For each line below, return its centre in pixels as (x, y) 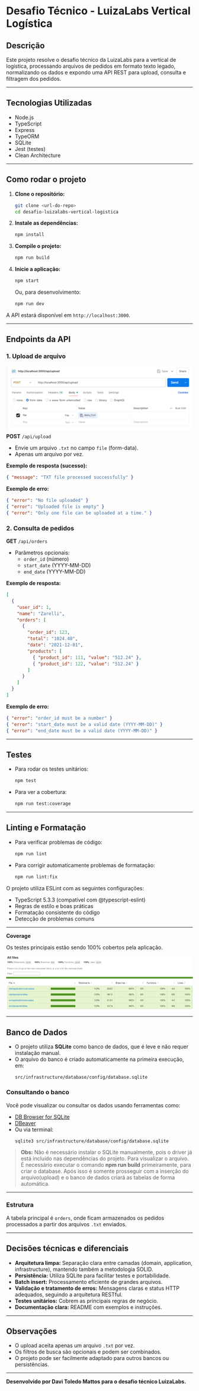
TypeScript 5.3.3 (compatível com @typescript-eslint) (80, 900)
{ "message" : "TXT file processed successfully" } (70, 478)
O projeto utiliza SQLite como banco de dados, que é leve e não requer (102, 1047)
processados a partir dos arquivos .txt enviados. (67, 1224)
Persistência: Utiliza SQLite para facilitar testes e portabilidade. (92, 1275)
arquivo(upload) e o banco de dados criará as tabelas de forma (98, 1178)
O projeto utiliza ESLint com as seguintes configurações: (75, 888)
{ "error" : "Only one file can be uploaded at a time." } (79, 513)
